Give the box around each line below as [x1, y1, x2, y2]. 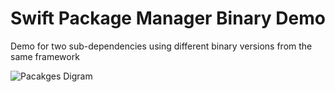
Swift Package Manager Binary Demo [10, 7, 326, 30]
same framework [10, 50, 80, 62]
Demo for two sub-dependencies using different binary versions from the [10, 40, 313, 52]
